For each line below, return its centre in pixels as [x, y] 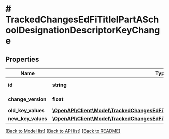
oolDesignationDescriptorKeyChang [83, 30]
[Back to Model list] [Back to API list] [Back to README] [63, 131]
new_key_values [28, 119]
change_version [27, 99]
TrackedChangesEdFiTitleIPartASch [82, 19]
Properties [22, 59]
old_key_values [26, 111]
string [59, 85]
